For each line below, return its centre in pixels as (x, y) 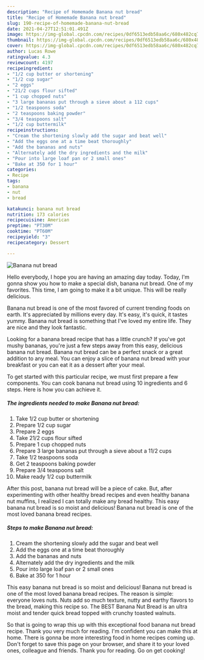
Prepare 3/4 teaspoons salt (50, 470)
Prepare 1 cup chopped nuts (51, 444)
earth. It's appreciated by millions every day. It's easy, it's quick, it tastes (97, 314)
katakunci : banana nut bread (44, 209)
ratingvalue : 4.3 (29, 57)
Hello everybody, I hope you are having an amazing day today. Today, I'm (98, 277)
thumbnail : (21, 40)
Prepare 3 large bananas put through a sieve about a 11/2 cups (94, 451)
